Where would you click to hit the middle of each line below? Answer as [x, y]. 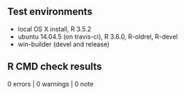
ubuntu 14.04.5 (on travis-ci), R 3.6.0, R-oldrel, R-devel [97, 36]
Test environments [50, 12]
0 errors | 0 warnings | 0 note [51, 84]
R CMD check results [55, 67]
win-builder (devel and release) [64, 44]
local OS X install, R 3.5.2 [54, 29]
